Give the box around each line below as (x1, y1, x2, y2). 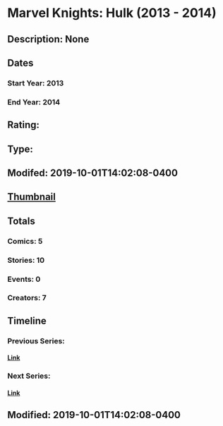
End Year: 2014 (7, 97, 61, 107)
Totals (7, 215, 35, 227)
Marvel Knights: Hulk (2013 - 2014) (7, 5, 217, 21)
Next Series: (7, 371, 51, 381)
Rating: (7, 119, 40, 131)
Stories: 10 (7, 255, 45, 265)
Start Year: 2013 (7, 78, 64, 88)
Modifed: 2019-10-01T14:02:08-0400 (7, 167, 179, 179)
